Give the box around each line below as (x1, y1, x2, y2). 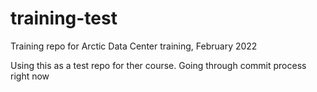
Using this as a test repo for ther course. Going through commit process (10, 59, 307, 71)
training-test (10, 7, 118, 30)
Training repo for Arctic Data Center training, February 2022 (10, 40, 258, 52)
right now (10, 70, 50, 82)
